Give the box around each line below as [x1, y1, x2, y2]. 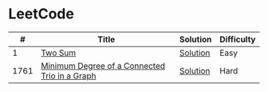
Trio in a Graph [41, 70, 97, 81]
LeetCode [8, 5, 74, 23]
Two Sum [41, 47, 77, 58]
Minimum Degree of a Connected [41, 60, 166, 71]
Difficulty [219, 34, 256, 45]
